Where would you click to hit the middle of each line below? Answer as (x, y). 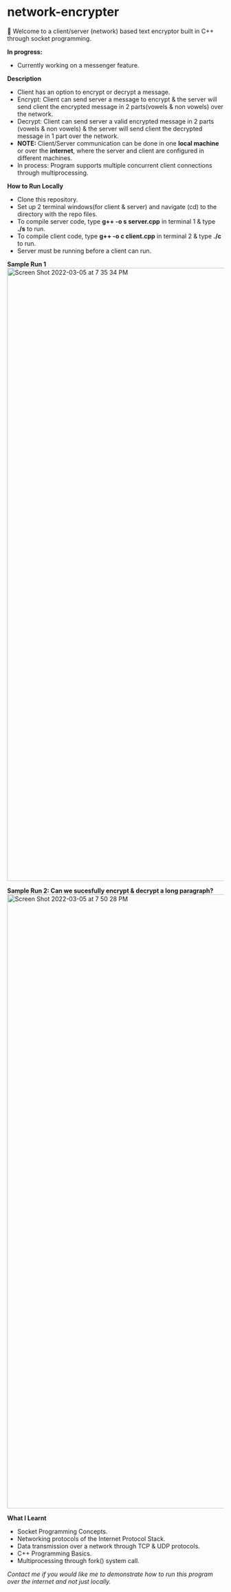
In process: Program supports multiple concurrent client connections (114, 165)
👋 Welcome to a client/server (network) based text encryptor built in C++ (111, 31)
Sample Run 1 (27, 264)
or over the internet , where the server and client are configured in (111, 151)
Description (24, 78)
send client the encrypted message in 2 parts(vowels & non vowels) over (120, 106)
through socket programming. (49, 38)
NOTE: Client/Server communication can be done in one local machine (118, 143)
